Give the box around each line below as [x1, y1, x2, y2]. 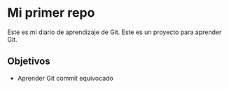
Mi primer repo [7, 5, 95, 21]
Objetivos [7, 56, 50, 67]
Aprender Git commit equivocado [17, 74, 113, 82]
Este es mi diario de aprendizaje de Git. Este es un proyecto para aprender [7, 28, 222, 36]
